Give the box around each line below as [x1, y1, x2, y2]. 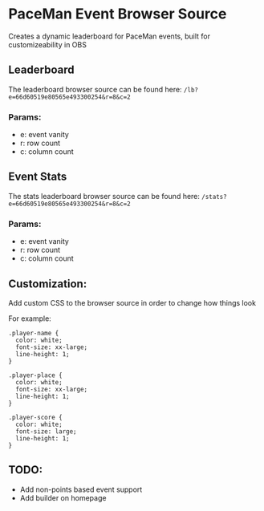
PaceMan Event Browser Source [8, 5, 227, 23]
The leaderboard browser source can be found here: [8, 84, 182, 94]
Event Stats [8, 170, 67, 184]
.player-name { [8, 329, 59, 337]
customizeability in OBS [8, 39, 87, 49]
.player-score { [8, 413, 63, 421]
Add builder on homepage [19, 493, 107, 502]
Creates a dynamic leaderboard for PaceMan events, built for [8, 31, 211, 41]
